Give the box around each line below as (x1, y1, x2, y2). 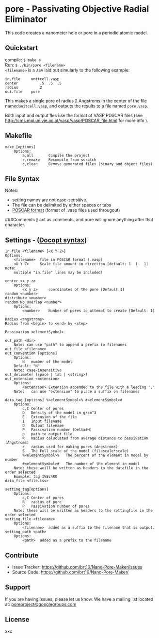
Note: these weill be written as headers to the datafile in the (14, 466, 149, 471)
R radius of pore (22, 500, 62, 505)
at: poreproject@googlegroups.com (5, 601, 77, 607)
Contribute (5, 551, 39, 559)
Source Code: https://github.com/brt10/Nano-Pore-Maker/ (12, 569, 129, 575)
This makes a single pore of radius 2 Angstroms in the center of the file (5, 98, 147, 103)
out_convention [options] (5, 351, 57, 356)
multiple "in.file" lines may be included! (14, 270, 103, 275)
